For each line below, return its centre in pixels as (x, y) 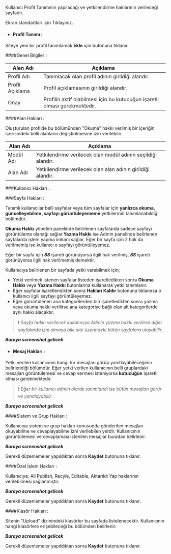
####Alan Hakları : (25, 119)
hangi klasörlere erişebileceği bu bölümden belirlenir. (61, 527)
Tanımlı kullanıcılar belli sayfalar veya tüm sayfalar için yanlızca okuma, (80, 208)
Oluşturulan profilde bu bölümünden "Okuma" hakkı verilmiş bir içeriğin (80, 128)
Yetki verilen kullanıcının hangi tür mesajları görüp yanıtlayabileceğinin (79, 363)
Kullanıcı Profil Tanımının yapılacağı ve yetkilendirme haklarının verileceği (82, 7)
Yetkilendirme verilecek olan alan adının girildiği (93, 169)
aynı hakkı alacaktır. (33, 312)
